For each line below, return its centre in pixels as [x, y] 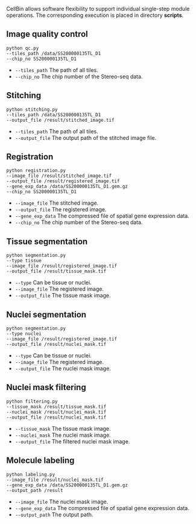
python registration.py [36, 171]
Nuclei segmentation [46, 314]
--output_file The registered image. [61, 210]
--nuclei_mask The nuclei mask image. [63, 435]
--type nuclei [24, 334]
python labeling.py [31, 474]
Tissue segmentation [47, 241]
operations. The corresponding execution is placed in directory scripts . [95, 15]
